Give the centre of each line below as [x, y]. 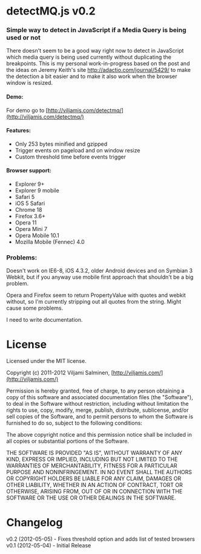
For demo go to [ [27, 110]
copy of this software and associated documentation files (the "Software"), [100, 397]
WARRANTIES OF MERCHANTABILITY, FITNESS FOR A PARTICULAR [92, 466]
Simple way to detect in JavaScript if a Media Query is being [96, 30]
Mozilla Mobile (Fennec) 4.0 [50, 242]
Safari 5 [25, 197]
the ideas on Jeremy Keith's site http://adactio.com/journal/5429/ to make [98, 70]
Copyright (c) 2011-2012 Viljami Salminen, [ [60, 373]
